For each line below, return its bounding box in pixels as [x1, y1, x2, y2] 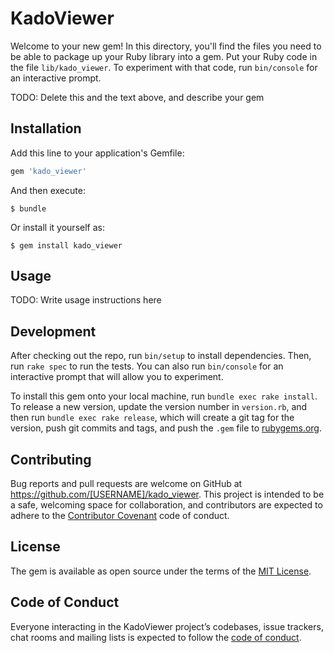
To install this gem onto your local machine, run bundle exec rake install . [10, 390, 318, 402]
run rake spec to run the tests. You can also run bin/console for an [10, 360, 284, 372]
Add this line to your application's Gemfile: [10, 147, 185, 159]
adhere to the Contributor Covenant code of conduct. [10, 510, 230, 522]
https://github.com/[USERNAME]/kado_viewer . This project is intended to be [10, 488, 325, 501]
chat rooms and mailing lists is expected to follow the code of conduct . [10, 631, 302, 643]
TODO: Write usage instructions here [10, 294, 162, 306]
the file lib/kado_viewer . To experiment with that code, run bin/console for [10, 61, 318, 73]
